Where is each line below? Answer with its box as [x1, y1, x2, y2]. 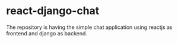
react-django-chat [6, 4, 100, 18]
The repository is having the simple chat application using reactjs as [6, 24, 173, 31]
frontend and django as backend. [6, 29, 88, 37]
